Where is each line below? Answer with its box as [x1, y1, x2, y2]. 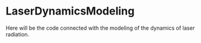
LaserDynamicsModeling [5, 4, 135, 18]
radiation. [5, 30, 30, 38]
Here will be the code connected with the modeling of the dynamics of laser [5, 24, 195, 31]
